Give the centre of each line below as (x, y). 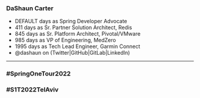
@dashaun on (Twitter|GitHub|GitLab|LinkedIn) (72, 53)
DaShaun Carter (30, 8)
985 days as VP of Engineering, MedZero (65, 40)
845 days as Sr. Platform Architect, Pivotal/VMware (78, 34)
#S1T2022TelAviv (32, 90)
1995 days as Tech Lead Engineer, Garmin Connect (77, 46)
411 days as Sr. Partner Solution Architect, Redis (73, 27)
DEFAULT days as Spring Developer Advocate (71, 21)
